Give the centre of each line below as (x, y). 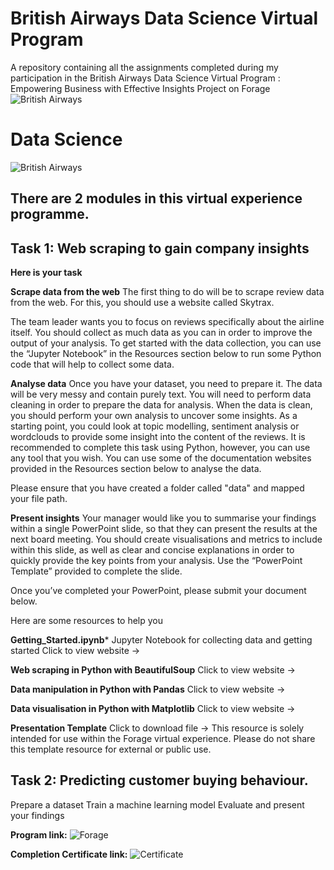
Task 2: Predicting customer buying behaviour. (159, 780)
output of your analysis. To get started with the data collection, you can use (166, 343)
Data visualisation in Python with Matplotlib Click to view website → (153, 709)
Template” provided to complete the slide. (96, 571)
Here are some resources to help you (87, 621)
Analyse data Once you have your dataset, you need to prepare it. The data (166, 384)
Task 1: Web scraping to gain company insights (160, 248)
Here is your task (46, 273)
